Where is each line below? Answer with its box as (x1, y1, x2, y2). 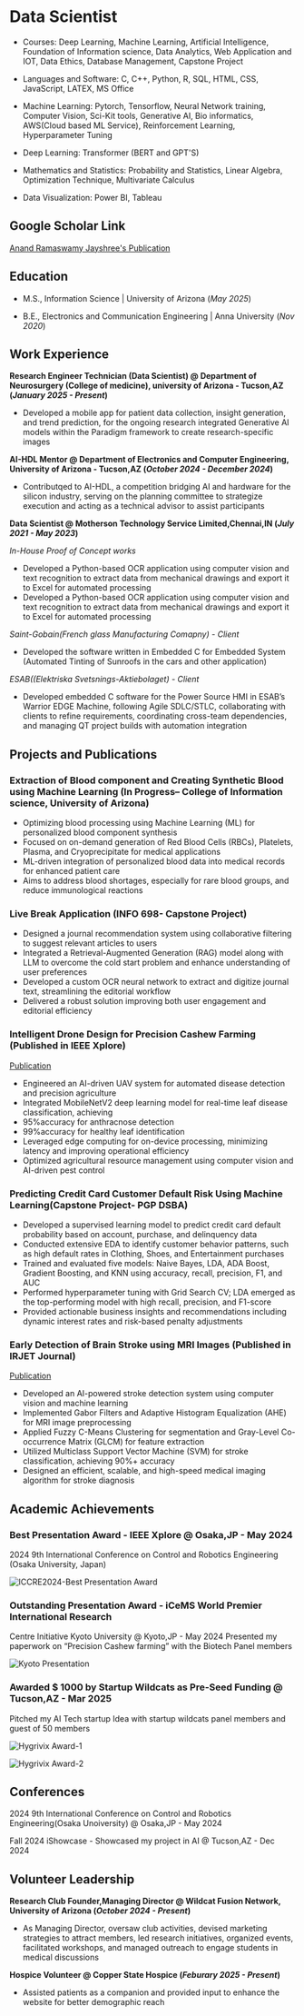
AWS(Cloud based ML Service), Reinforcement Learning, (22, 120, 236, 131)
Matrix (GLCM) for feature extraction (67, 1436, 205, 1447)
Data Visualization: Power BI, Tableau (22, 192, 162, 203)
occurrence (22, 1436, 66, 1447)
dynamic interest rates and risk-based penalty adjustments (22, 1316, 243, 1326)
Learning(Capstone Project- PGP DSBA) (9, 1198, 189, 1211)
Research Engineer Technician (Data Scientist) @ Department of (9, 371, 257, 382)
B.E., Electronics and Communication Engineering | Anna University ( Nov (22, 311, 295, 322)
